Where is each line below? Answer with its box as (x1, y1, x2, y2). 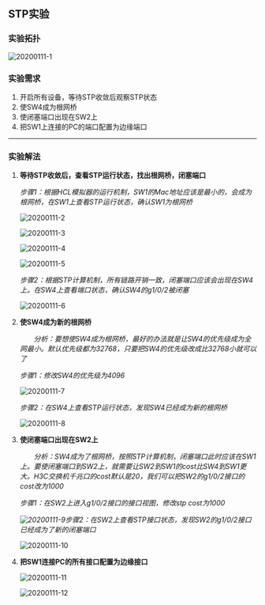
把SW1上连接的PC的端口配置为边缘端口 (19, 122, 147, 131)
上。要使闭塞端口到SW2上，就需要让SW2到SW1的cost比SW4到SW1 (19, 462, 241, 471)
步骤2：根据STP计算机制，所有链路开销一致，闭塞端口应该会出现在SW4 (19, 275, 254, 285)
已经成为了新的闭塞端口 (19, 525, 96, 535)
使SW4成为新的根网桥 (19, 317, 92, 327)
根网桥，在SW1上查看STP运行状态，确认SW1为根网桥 (19, 197, 193, 207)
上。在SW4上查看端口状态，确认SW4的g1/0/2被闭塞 (19, 285, 189, 295)
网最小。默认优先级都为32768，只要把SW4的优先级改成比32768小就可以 (19, 344, 257, 354)
